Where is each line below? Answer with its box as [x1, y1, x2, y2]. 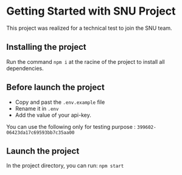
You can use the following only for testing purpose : [6, 123, 136, 130]
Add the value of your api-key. [15, 111, 91, 118]
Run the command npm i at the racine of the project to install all [6, 58, 166, 65]
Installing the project [6, 42, 86, 52]
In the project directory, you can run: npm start [6, 162, 124, 170]
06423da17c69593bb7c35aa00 [6, 129, 75, 136]
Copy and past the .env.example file [15, 98, 105, 106]
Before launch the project [6, 82, 105, 92]
